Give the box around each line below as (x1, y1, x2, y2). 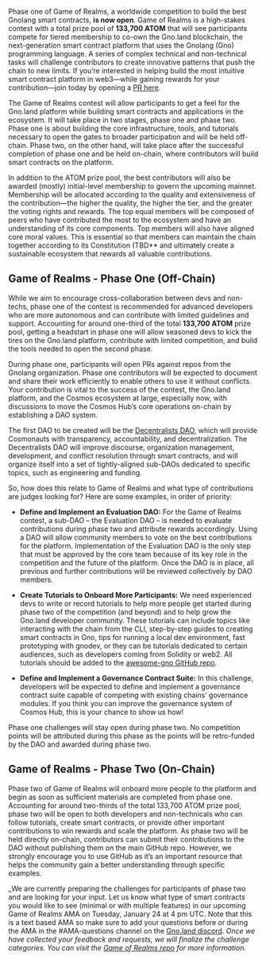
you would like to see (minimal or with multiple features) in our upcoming (8, 900, 246, 910)
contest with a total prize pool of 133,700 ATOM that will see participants (8, 24, 248, 33)
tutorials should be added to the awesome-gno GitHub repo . (19, 658, 218, 667)
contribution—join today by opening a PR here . (8, 83, 161, 92)
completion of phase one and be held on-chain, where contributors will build (8, 149, 259, 158)
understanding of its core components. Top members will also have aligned (8, 224, 255, 233)
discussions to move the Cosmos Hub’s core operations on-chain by (8, 401, 232, 411)
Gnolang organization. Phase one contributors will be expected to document (8, 368, 258, 377)
